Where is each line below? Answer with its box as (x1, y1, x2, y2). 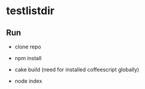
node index (14, 78, 43, 84)
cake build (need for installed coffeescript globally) (14, 66, 140, 73)
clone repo (14, 43, 41, 50)
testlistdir (6, 4, 55, 18)
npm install (14, 55, 42, 61)
